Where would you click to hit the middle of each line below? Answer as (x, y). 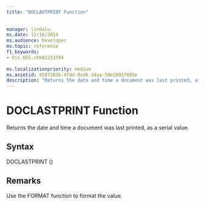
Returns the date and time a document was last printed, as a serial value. (98, 128)
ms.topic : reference (33, 47)
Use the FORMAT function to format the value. (64, 195)
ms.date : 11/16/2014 (33, 35)
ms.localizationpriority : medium (49, 69)
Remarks (24, 181)
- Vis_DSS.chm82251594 (35, 58)
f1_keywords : (23, 52)
